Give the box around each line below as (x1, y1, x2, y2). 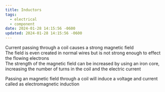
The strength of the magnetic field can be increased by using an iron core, (5, 61, 160, 66)
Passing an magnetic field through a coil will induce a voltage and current (5, 76, 158, 81)
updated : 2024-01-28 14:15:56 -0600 (5, 31, 82, 36)
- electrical (10, 17, 37, 22)
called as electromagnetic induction (5, 81, 80, 87)
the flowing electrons (5, 55, 49, 61)
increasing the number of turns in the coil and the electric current (5, 66, 141, 72)
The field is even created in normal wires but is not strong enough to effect (5, 50, 160, 56)
